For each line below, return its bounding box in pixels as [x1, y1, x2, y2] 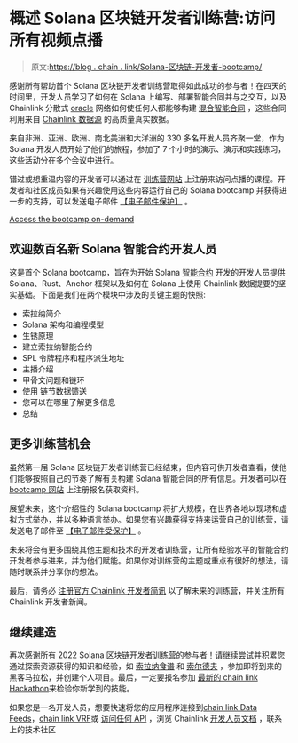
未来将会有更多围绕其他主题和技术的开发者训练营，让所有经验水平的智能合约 [9, 544, 289, 555]
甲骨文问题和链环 [21, 374, 85, 385]
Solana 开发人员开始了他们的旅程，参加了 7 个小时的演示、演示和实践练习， [9, 143, 286, 154]
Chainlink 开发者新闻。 [9, 596, 92, 607]
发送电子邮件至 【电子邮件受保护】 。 [9, 525, 146, 536]
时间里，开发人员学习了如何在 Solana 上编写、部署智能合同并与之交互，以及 [9, 91, 287, 102]
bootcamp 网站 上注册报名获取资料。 [9, 483, 145, 494]
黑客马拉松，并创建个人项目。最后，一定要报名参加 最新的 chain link [9, 672, 259, 683]
